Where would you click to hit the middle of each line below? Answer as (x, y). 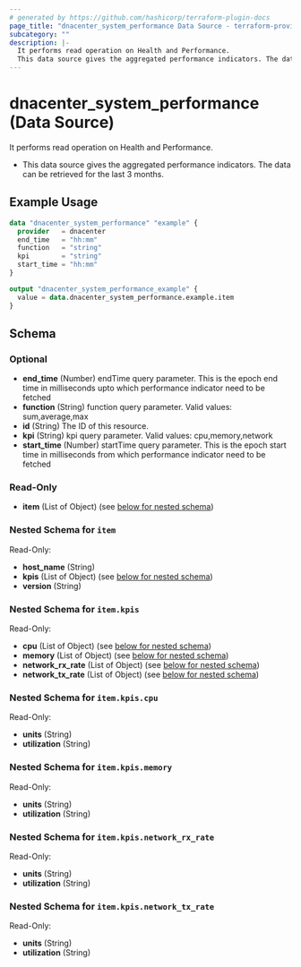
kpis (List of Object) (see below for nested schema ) (117, 576)
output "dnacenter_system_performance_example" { (104, 289)
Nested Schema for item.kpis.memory (91, 767)
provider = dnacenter (61, 231)
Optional (28, 359)
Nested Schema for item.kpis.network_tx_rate (112, 906)
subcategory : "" (39, 34)
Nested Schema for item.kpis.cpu (84, 697)
